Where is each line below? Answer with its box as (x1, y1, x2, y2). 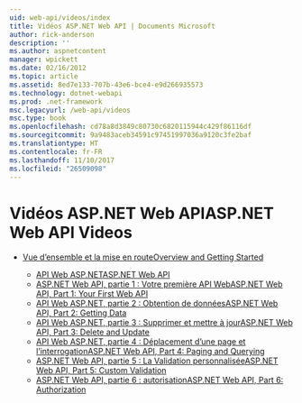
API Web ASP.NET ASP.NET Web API (35, 270, 170, 280)
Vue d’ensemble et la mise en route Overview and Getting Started (22, 252, 264, 262)
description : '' (9, 38, 70, 48)
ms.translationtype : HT (9, 139, 99, 148)
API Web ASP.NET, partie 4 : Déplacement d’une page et (35, 336, 246, 347)
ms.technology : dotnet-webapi (9, 88, 124, 97)
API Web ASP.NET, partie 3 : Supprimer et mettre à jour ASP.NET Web (35, 317, 293, 328)
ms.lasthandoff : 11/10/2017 (9, 155, 115, 165)
